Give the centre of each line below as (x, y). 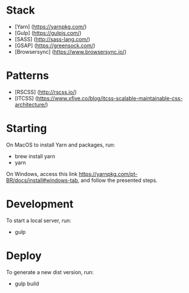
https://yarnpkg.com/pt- (108, 174)
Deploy (24, 255)
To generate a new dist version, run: (50, 272)
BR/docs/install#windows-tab (42, 180)
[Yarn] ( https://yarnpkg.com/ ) (50, 27)
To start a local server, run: (39, 220)
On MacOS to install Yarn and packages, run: (61, 145)
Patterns (27, 76)
